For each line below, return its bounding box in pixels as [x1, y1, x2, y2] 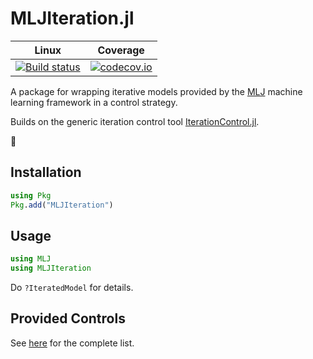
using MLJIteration [10, 263, 92, 274]
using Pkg [10, 190, 52, 201]
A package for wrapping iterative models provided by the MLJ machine [10, 85, 303, 97]
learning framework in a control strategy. [10, 96, 178, 108]
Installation [10, 164, 82, 181]
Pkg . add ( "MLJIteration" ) [10, 200, 114, 210]
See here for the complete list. [10, 337, 135, 349]
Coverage [97, 43, 145, 57]
